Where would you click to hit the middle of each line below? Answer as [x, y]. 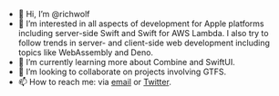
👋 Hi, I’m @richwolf [54, 14]
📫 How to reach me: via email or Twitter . [94, 82]
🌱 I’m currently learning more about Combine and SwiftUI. [126, 62]
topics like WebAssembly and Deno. [85, 53]
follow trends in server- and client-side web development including [144, 43]
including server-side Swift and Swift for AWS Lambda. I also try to [143, 33]
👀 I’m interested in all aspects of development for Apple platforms [141, 24]
